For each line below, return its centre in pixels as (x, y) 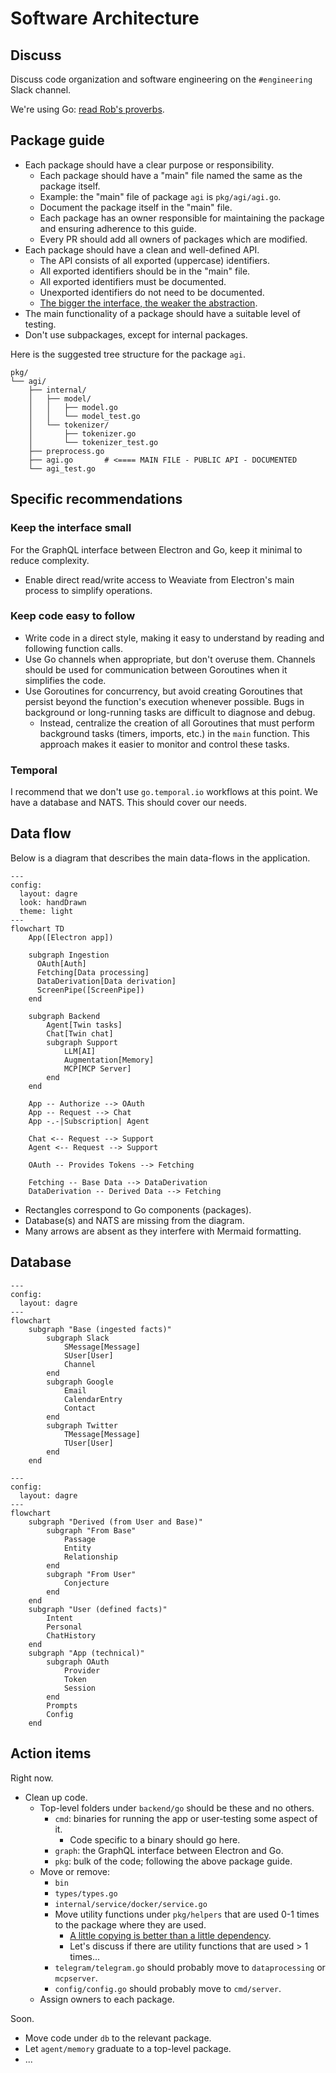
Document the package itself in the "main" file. (136, 207)
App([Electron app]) (71, 937)
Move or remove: (75, 1871)
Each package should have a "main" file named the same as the (171, 175)
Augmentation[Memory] (109, 1060)
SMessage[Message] (102, 1347)
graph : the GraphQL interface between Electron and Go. (169, 1850)
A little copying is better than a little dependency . (170, 1935)
